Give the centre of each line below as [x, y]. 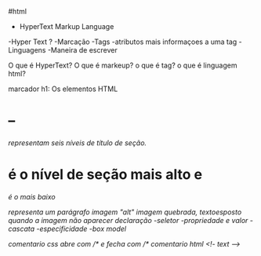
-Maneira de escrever [82, 50]
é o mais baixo [32, 196]
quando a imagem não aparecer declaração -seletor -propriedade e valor [128, 220]
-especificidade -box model [82, 229]
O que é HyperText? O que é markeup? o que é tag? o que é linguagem [123, 65]
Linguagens [27, 50]
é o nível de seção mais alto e [105, 174]
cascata [22, 229]
